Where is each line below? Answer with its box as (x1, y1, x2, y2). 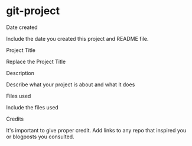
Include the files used (6, 103, 59, 111)
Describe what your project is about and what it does (6, 81, 135, 88)
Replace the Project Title (6, 58, 66, 65)
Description (6, 69, 34, 76)
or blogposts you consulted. (6, 133, 75, 140)
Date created (6, 24, 38, 31)
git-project (6, 4, 60, 18)
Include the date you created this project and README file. (6, 35, 149, 42)
